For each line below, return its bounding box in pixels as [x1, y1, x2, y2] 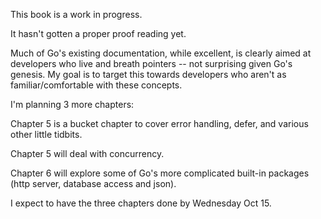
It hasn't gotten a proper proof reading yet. [10, 28, 187, 39]
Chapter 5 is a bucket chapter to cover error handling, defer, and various [10, 118, 309, 129]
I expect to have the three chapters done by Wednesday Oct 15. [10, 197, 272, 209]
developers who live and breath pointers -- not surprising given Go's [10, 58, 293, 69]
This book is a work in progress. [10, 9, 143, 20]
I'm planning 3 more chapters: [10, 99, 135, 110]
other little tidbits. [10, 129, 83, 140]
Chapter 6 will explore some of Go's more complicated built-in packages [10, 167, 310, 179]
